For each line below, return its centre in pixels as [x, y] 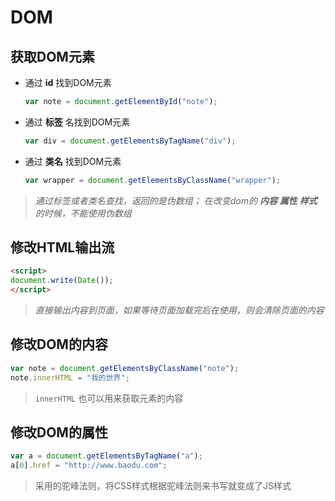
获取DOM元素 [52, 56]
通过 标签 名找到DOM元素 [77, 122]
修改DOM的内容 [59, 344]
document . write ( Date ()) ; [62, 281]
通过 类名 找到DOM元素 [73, 161]
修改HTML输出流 [62, 247]
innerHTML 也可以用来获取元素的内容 [109, 398]
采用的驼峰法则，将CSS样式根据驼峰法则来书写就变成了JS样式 [163, 486]
